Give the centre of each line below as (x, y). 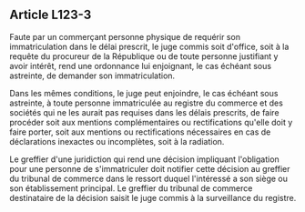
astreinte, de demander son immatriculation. (92, 76)
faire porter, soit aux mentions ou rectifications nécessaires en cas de (140, 132)
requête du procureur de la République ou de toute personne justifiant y (144, 56)
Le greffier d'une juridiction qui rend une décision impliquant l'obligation (144, 159)
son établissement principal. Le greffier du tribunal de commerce (131, 188)
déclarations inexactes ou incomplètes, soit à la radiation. (117, 141)
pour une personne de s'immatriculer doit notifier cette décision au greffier (150, 168)
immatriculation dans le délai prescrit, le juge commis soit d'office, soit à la (149, 46)
